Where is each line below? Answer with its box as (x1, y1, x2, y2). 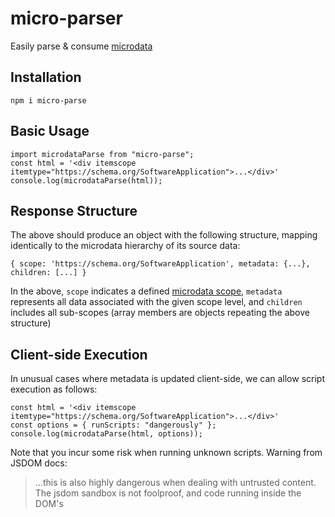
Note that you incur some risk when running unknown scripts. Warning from (10, 447, 323, 459)
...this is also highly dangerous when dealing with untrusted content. (34, 477, 317, 489)
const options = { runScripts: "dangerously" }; (10, 420, 217, 431)
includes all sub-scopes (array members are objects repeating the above (10, 307, 310, 319)
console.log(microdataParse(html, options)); (10, 429, 203, 439)
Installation (10, 69, 82, 86)
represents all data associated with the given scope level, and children (10, 296, 303, 308)
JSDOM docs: (10, 457, 68, 469)
